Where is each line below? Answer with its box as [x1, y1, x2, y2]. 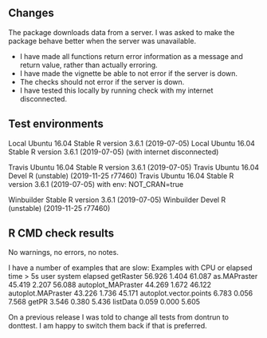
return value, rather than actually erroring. [19, 60, 158, 70]
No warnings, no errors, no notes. [8, 248, 120, 257]
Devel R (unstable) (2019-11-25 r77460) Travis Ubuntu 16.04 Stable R [8, 171, 234, 181]
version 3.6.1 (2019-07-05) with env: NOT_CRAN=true [8, 179, 184, 189]
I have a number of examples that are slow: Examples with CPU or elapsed [8, 263, 253, 272]
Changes [8, 6, 54, 20]
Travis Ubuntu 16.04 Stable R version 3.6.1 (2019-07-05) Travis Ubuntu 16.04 [8, 162, 260, 172]
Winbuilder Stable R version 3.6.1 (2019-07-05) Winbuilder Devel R [8, 195, 226, 205]
